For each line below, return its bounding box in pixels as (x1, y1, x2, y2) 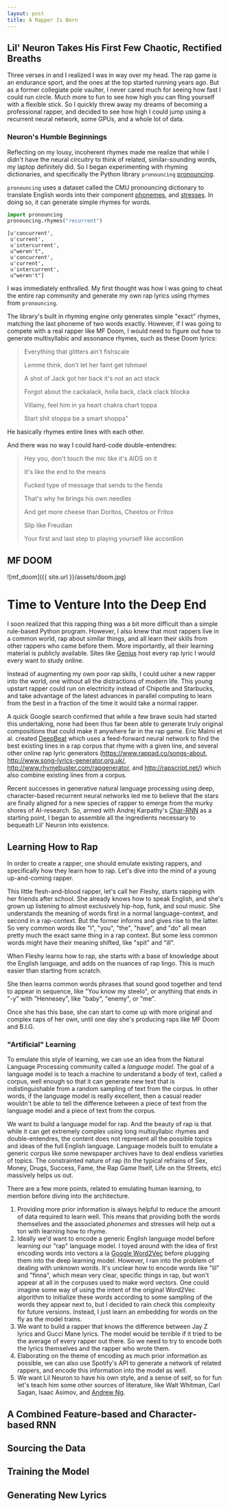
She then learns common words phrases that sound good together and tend (7, 979, 222, 988)
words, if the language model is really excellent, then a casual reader (7, 1092, 202, 1100)
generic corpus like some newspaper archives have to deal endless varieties (7, 1149, 224, 1158)
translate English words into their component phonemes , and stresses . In (7, 190, 214, 198)
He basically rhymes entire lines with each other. (7, 428, 145, 436)
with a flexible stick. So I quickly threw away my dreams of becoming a (7, 101, 208, 109)
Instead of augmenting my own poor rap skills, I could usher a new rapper (7, 670, 216, 678)
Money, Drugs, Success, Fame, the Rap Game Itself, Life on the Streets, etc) (7, 1164, 222, 1172)
